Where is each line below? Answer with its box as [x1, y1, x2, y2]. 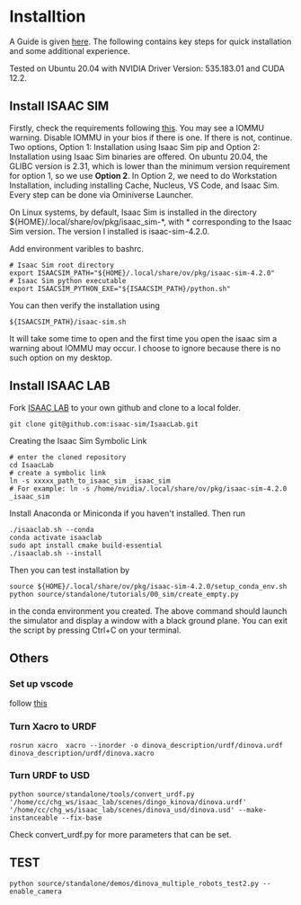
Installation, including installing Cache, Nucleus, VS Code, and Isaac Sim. [9, 180, 280, 191]
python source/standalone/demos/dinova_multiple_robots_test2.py [9, 879, 259, 888]
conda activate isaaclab [9, 533, 102, 542]
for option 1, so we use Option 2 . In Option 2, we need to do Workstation [9, 170, 277, 181]
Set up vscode [9, 677, 74, 689]
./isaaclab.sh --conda [9, 525, 94, 534]
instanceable [9, 813, 58, 822]
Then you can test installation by [9, 564, 130, 575]
